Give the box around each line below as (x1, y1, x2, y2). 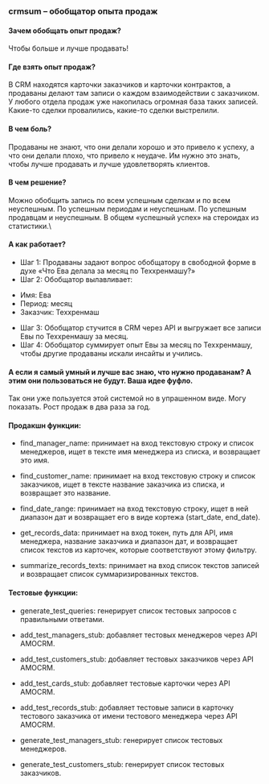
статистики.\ (8, 221, 52, 230)
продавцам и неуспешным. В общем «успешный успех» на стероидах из (8, 212, 259, 222)
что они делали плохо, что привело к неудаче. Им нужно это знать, (8, 151, 241, 160)
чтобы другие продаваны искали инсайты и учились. (19, 348, 203, 358)
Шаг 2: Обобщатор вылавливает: (19, 274, 132, 284)
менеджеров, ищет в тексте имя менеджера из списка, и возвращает (19, 447, 261, 457)
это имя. (19, 455, 50, 465)
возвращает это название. (19, 488, 111, 498)
